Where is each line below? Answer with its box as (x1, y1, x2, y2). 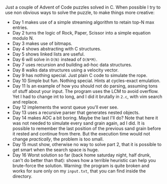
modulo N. (12, 35, 34, 41)
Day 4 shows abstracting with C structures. (12, 46, 102, 51)
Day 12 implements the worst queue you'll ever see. (12, 104, 119, 110)
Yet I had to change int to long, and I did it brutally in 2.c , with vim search (12, 93, 163, 99)
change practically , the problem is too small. (12, 136, 104, 142)
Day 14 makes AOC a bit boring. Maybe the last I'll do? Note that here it (12, 115, 158, 120)
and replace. (12, 99, 38, 104)
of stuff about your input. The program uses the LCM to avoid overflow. (12, 88, 159, 94)
